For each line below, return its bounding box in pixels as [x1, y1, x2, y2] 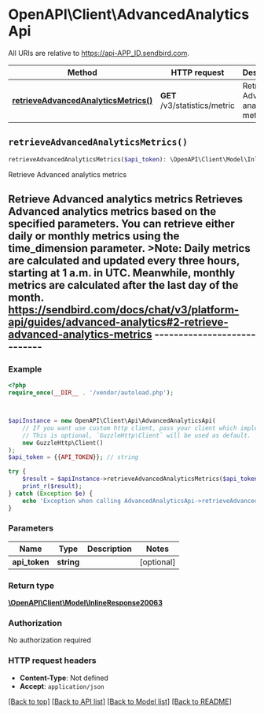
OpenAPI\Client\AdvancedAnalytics [8, 6, 250, 24]
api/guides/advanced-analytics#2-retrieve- [8, 316, 229, 329]
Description [87, 543, 132, 554]
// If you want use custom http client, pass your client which [22, 424, 237, 432]
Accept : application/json [19, 681, 104, 690]
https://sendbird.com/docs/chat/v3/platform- [8, 303, 240, 316]
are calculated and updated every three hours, [8, 254, 240, 268]
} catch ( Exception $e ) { [8, 490, 93, 498]
